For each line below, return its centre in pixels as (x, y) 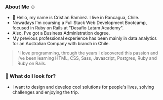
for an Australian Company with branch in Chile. (61, 44)
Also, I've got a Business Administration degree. (61, 33)
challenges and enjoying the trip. (45, 92)
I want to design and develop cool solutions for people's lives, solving (83, 87)
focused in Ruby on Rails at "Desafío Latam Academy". (68, 28)
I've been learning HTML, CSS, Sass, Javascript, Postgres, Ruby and (87, 58)
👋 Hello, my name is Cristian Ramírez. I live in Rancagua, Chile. (76, 18)
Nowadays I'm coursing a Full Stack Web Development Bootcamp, (80, 23)
